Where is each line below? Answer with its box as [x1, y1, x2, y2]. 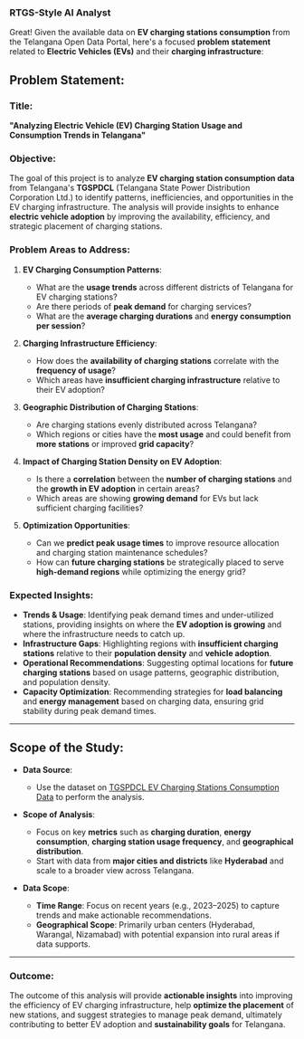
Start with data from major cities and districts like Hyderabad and [35, 855, 284, 866]
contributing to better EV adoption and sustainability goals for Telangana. [9, 1018, 286, 1029]
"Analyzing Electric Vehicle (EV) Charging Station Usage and [9, 119, 242, 130]
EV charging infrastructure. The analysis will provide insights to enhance [9, 202, 280, 213]
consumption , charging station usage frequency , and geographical [35, 835, 294, 847]
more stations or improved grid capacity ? [35, 438, 195, 449]
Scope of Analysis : [22, 808, 95, 820]
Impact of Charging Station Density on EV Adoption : [22, 455, 223, 467]
